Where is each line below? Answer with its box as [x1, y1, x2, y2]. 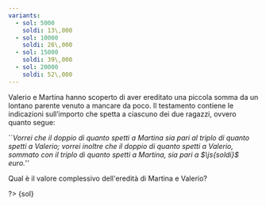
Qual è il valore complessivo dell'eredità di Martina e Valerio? [8, 174, 208, 183]
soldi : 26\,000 [22, 41, 73, 49]
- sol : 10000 [15, 33, 59, 42]
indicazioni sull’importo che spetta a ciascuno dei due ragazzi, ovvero [8, 109, 237, 119]
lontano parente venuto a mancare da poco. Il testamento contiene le [8, 101, 234, 110]
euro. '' [8, 158, 30, 167]
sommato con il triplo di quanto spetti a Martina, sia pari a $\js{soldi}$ [8, 150, 240, 159]
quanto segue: [8, 117, 56, 127]
